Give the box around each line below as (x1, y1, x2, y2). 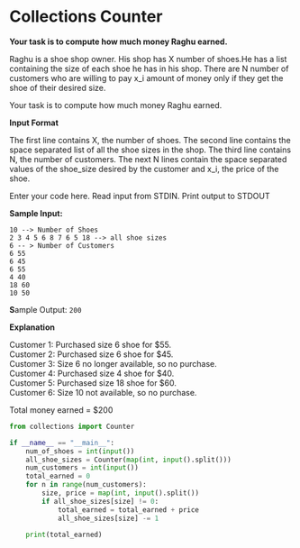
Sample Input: (9, 207, 63, 218)
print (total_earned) (25, 530, 103, 540)
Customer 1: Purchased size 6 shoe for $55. (9, 339, 172, 350)
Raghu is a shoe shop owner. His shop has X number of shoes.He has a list (9, 53, 287, 64)
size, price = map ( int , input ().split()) (41, 489, 200, 498)
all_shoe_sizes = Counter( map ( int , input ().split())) (25, 455, 232, 464)
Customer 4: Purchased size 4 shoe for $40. (9, 368, 175, 379)
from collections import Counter (9, 422, 135, 431)
